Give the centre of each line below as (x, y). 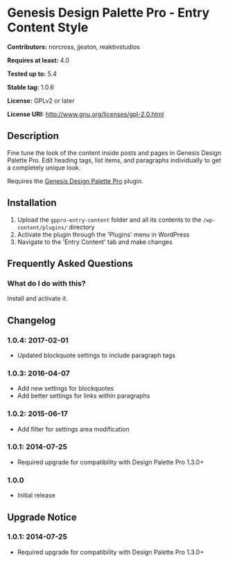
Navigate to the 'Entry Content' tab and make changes (95, 242)
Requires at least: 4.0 (38, 60)
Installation (32, 203)
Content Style (48, 27)
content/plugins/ (42, 227)
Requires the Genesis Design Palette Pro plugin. (76, 181)
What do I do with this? (46, 283)
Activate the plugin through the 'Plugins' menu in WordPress (103, 234)
